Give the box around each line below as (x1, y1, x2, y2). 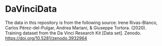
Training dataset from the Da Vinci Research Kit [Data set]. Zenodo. (5, 30, 141, 36)
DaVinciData (5, 3, 57, 15)
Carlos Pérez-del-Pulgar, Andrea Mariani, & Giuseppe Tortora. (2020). (5, 24, 146, 30)
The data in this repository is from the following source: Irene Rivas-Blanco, (5, 20, 158, 25)
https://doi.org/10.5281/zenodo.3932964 (5, 35, 87, 41)
